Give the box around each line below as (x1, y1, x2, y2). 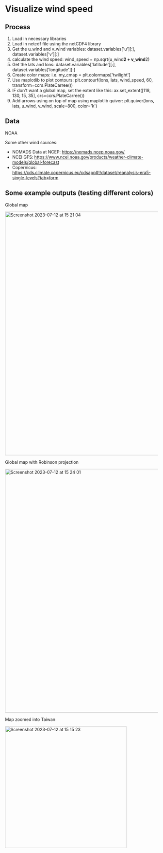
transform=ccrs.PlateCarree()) (12, 82, 73, 88)
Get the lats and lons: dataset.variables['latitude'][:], (12, 62, 116, 67)
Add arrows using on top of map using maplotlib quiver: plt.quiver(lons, (12, 98, 154, 103)
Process (5, 23, 31, 31)
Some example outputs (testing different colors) (5, 189, 154, 197)
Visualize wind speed (5, 3, 93, 15)
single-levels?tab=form (12, 174, 59, 181)
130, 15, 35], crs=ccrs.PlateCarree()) (12, 93, 85, 98)
